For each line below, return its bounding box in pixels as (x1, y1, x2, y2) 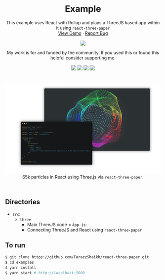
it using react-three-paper (56, 25, 110, 31)
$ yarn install (5, 265, 37, 270)
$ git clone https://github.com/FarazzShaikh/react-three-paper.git (5, 255, 149, 260)
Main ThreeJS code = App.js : (27, 221, 87, 228)
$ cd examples (5, 260, 35, 265)
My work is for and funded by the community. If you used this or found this (6, 50, 160, 56)
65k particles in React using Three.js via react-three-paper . (22, 174, 144, 180)
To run (5, 241, 26, 249)
